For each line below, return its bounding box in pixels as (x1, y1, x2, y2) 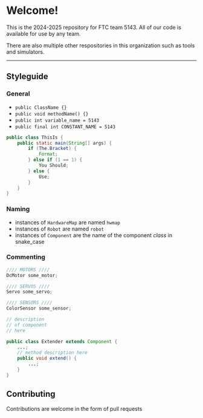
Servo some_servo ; (6, 289, 53, 295)
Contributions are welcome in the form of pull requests (6, 405, 143, 412)
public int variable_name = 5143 (14, 117, 100, 123)
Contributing (6, 389, 56, 399)
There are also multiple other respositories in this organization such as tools (6, 42, 195, 49)
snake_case (14, 238, 45, 245)
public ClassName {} (14, 104, 67, 111)
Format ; (38, 151, 59, 157)
